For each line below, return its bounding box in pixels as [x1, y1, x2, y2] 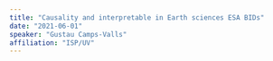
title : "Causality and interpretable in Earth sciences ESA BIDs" [9, 13, 265, 22]
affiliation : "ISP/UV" [9, 38, 95, 48]
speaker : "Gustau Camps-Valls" [9, 30, 127, 39]
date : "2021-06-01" [9, 22, 83, 30]
